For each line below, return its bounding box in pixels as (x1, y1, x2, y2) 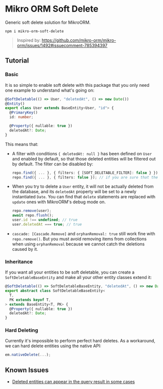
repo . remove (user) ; (12, 209, 52, 213)
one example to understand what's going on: (5, 87, 95, 93)
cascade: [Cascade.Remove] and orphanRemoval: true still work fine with (12, 230, 155, 236)
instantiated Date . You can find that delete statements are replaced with (12, 194, 156, 200)
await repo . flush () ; (12, 213, 54, 218)
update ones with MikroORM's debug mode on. (12, 199, 106, 205)
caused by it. (12, 246, 38, 252)
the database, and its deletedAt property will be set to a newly (12, 189, 137, 194)
